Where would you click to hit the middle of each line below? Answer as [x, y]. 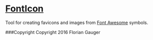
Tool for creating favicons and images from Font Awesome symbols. [77, 22]
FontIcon [24, 9]
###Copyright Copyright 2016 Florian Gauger [53, 32]
